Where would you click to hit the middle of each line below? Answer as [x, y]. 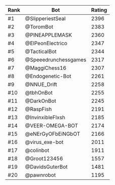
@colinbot [37, 150]
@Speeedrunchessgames [56, 60]
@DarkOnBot [41, 101]
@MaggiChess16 [46, 68]
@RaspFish [38, 109]
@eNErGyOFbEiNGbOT [53, 134]
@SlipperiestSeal [45, 18]
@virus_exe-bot [44, 142]
